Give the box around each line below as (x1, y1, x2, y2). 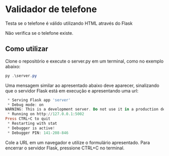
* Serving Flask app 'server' (7, 97, 71, 102)
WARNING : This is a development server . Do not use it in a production (5, 107, 158, 112)
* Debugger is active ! (7, 125, 55, 131)
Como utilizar (5, 44, 49, 54)
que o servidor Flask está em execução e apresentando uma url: (5, 87, 139, 94)
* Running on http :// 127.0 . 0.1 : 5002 (7, 112, 84, 117)
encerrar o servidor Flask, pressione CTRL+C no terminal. (5, 145, 125, 151)
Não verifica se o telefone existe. (5, 30, 74, 36)
